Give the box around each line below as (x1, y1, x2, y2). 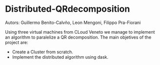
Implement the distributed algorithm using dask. (12, 54, 109, 60)
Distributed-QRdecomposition (5, 3, 130, 15)
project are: (5, 39, 28, 45)
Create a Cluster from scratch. (12, 49, 73, 55)
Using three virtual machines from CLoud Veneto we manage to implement (5, 29, 155, 35)
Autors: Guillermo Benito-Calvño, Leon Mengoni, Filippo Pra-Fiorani (5, 20, 141, 25)
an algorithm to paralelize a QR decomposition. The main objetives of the (5, 34, 152, 40)
